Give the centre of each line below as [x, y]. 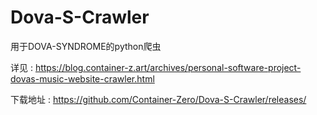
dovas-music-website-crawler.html [82, 78]
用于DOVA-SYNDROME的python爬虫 [86, 46]
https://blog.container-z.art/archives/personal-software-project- [168, 67]
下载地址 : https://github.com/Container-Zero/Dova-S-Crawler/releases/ [158, 99]
